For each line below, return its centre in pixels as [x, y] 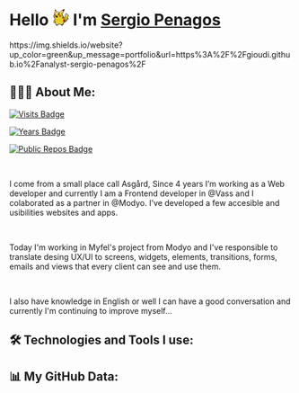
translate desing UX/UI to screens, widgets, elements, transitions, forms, [144, 256]
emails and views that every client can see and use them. [115, 266]
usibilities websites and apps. [64, 212]
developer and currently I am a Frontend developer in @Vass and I [132, 193]
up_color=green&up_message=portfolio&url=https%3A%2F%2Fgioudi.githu [150, 54]
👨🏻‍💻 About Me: [53, 92]
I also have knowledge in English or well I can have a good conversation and [150, 301]
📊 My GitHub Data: [64, 376]
